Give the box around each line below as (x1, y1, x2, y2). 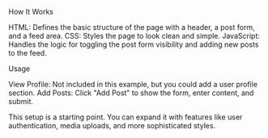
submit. (8, 97, 34, 106)
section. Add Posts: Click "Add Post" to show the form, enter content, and (8, 88, 254, 98)
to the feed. (8, 48, 47, 57)
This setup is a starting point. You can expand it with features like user (8, 112, 243, 122)
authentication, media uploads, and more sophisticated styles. (8, 121, 216, 130)
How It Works (8, 7, 54, 16)
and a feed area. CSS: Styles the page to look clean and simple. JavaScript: (8, 31, 261, 40)
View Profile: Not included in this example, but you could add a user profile (8, 80, 257, 89)
